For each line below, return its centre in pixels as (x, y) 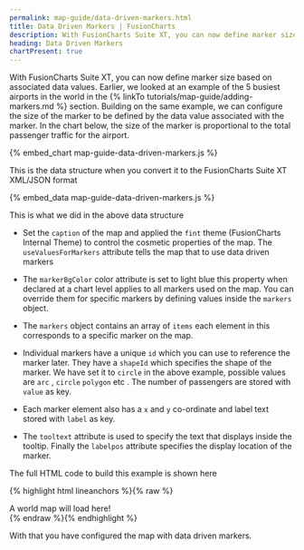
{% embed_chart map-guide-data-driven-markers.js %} (114, 153)
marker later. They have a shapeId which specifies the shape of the (147, 363)
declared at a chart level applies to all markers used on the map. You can (158, 289)
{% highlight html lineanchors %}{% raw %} (91, 491)
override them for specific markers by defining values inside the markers (157, 299)
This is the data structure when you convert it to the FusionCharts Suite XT (148, 171)
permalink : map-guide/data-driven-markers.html (101, 18)
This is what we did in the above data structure (96, 215)
